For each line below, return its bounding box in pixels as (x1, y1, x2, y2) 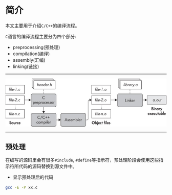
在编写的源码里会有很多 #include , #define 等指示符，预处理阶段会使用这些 (5, 157, 159, 163)
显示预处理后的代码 (12, 174, 54, 180)
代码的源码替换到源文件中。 (18, 163, 77, 169)
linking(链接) (12, 63, 39, 69)
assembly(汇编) (12, 57, 46, 63)
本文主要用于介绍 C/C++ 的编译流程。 (5, 22, 80, 29)
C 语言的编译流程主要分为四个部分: (5, 33, 77, 39)
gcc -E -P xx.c (5, 185, 38, 190)
